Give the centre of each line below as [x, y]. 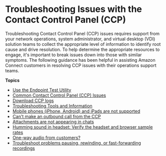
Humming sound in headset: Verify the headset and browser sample [82, 127]
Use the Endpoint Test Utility [42, 90]
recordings [23, 148]
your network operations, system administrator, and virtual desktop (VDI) [80, 39]
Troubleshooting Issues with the [74, 9]
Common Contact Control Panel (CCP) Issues [59, 95]
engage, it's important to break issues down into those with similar [73, 55]
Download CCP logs [33, 100]
